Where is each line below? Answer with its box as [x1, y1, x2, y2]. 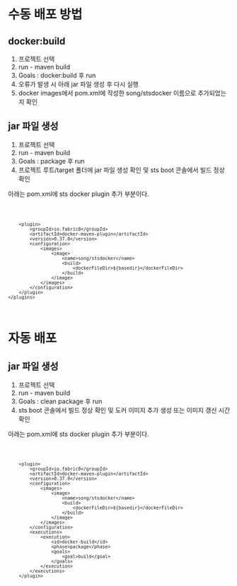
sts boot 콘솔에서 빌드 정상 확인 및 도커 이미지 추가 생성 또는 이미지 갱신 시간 [18, 406, 231, 414]
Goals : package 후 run [18, 156, 85, 165]
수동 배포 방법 [8, 6, 83, 23]
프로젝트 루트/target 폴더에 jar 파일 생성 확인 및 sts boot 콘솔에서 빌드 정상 [18, 166, 225, 174]
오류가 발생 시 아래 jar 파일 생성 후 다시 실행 [18, 80, 139, 88]
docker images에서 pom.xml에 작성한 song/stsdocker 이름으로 [18, 89, 197, 97]
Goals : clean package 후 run [18, 397, 103, 406]
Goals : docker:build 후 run [18, 71, 96, 79]
